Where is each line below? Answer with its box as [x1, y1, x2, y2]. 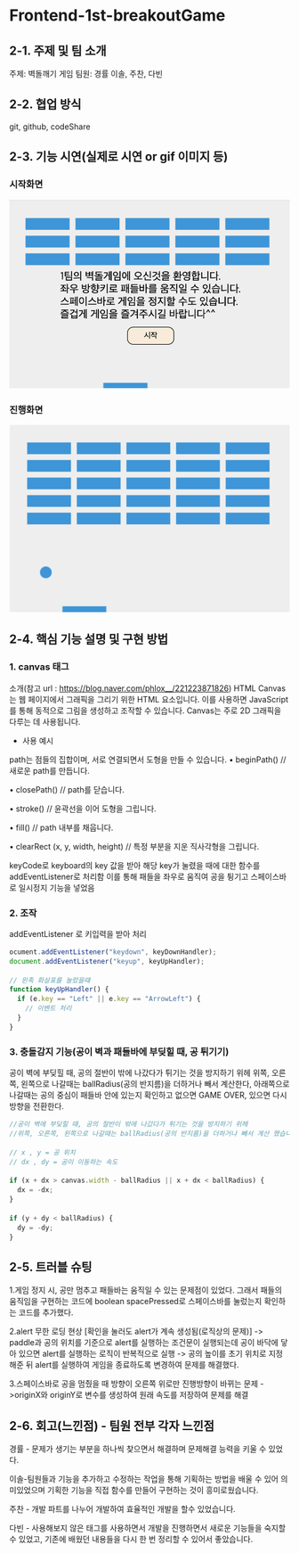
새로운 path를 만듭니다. [9, 765, 91, 776]
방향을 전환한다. [9, 1101, 65, 1112]
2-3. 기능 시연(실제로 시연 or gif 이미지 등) [9, 149, 229, 165]
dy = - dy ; [17, 1223, 53, 1232]
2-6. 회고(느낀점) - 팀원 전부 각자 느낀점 [9, 1418, 215, 1434]
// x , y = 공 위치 [9, 1147, 76, 1157]
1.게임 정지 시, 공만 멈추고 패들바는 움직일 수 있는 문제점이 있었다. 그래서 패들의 [9, 1285, 283, 1295]
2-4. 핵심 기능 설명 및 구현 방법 [9, 632, 169, 647]
